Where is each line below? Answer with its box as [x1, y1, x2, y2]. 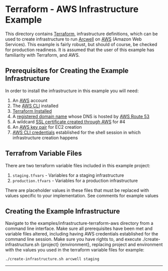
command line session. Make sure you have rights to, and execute [5, 236, 141, 242]
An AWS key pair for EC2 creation [12, 124, 82, 130]
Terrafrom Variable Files [5, 149, 82, 158]
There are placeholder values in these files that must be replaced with [5, 187, 149, 193]
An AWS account [12, 97, 47, 103]
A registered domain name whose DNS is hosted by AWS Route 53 [12, 113, 150, 119]
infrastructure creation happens [12, 134, 78, 141]
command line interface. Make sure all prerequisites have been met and [5, 225, 153, 231]
